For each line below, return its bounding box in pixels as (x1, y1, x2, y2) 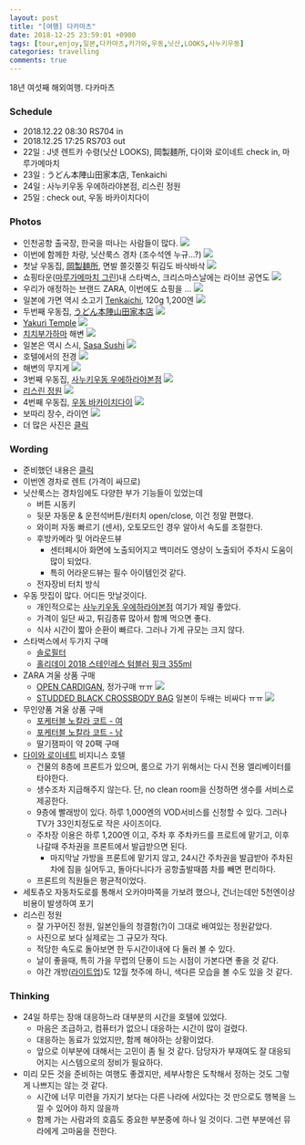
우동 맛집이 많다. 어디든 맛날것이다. (22, 589, 147, 600)
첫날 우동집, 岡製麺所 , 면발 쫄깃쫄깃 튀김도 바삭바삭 (22, 260, 206, 271)
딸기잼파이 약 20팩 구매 (36, 738, 120, 749)
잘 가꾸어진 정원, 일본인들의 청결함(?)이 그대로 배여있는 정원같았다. (36, 921, 273, 932)
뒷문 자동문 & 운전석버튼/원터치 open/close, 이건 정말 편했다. (36, 510, 254, 521)
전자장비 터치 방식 (36, 578, 100, 589)
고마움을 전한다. (60, 1126, 117, 1137)
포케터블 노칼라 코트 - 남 (36, 726, 123, 737)
